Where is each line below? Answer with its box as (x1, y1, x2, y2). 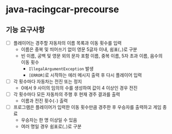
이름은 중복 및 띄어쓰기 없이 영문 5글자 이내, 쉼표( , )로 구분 (21, 46, 138, 52)
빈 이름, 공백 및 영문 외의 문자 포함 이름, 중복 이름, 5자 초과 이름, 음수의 (21, 53, 163, 59)
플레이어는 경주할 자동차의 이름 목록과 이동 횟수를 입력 (13, 40, 122, 46)
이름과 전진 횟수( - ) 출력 (21, 98, 68, 104)
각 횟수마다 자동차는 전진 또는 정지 (13, 79, 82, 85)
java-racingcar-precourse (6, 4, 120, 15)
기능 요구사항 (6, 25, 45, 34)
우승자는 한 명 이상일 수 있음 (21, 117, 78, 123)
